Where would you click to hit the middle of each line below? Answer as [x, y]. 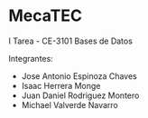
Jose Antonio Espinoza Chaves [79, 76]
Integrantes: [31, 58]
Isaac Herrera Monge [61, 85]
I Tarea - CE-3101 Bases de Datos [70, 41]
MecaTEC [46, 16]
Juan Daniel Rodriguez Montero [80, 95]
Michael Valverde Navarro [69, 104]
